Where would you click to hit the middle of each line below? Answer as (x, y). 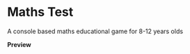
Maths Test (40, 12)
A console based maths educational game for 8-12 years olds (95, 31)
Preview (19, 44)
